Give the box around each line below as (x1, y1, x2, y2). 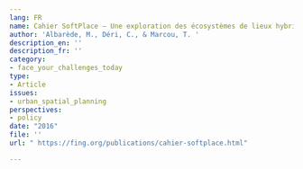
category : (9, 55, 47, 64)
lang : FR (9, 13, 42, 22)
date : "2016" (9, 122, 59, 131)
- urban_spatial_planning (9, 96, 106, 106)
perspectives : (9, 105, 63, 114)
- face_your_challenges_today (9, 64, 124, 73)
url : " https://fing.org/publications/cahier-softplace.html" (9, 138, 248, 147)
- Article (9, 80, 47, 89)
